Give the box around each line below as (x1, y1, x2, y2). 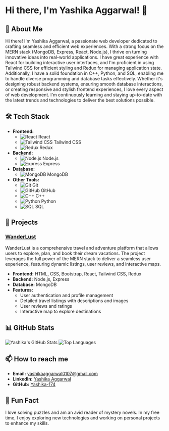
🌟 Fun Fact (5, 396, 39, 405)
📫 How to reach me (5, 355, 69, 363)
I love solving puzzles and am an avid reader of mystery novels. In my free (5, 409, 160, 415)
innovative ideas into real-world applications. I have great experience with (5, 54, 159, 60)
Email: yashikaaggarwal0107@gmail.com (12, 371, 98, 377)
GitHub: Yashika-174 (12, 381, 56, 388)
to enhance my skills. (5, 420, 49, 426)
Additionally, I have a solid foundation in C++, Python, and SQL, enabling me (5, 70, 164, 76)
